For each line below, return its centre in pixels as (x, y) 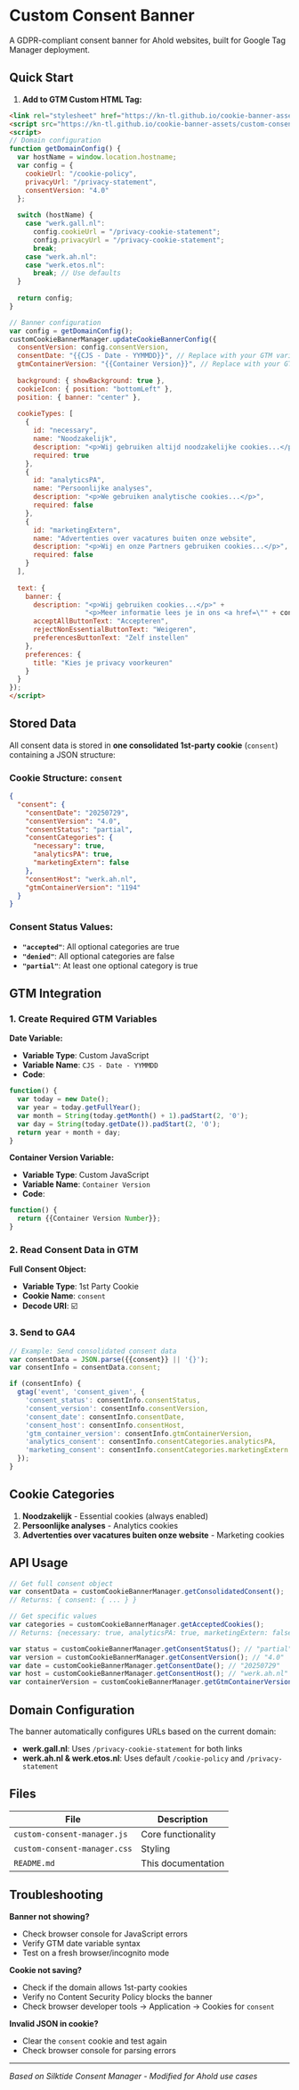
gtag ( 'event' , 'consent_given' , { (81, 1392)
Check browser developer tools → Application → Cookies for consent (148, 2006)
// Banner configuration (55, 322)
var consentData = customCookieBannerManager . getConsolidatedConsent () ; (147, 1592)
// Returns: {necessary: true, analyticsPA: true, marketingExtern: (139, 1633)
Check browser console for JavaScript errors (105, 1934)
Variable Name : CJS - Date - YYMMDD (90, 1065)
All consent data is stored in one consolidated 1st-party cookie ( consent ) (144, 745)
